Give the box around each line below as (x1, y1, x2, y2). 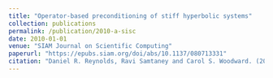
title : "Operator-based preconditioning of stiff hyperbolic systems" (8, 11, 253, 20)
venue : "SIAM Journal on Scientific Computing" (8, 42, 173, 50)
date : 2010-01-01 (8, 34, 67, 43)
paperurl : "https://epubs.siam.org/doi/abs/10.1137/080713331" (8, 50, 227, 58)
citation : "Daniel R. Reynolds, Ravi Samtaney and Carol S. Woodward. (8, 58, 253, 66)
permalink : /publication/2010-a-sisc (8, 27, 136, 35)
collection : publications (8, 19, 96, 28)
